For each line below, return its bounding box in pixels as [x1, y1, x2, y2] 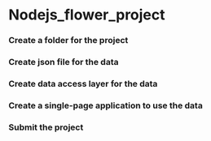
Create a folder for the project [8, 35, 129, 46]
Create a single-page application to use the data [8, 100, 204, 111]
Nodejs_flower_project [8, 6, 165, 24]
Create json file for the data [8, 57, 119, 68]
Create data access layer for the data [8, 78, 158, 89]
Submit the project [8, 122, 84, 133]
